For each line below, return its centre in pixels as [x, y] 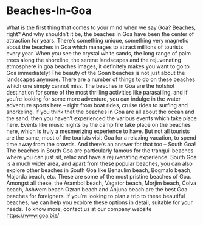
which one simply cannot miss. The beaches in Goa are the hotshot [91, 85]
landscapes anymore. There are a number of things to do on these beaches [101, 79]
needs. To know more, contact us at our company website [79, 209]
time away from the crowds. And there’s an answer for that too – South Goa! [101, 144]
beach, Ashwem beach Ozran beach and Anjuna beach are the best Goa [97, 189]
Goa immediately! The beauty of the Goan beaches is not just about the [96, 73]
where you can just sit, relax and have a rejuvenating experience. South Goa [101, 157]
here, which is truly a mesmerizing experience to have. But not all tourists [98, 131]
